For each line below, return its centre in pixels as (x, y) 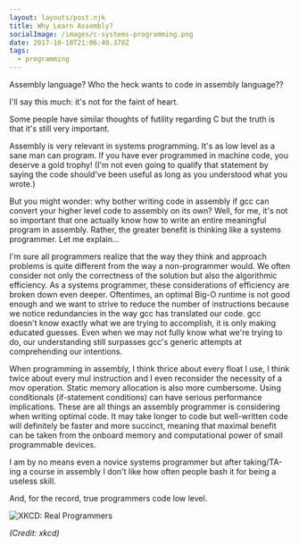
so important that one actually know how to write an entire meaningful (138, 220)
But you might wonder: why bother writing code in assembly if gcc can (139, 201)
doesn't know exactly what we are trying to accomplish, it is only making (143, 323)
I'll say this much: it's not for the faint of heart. (94, 102)
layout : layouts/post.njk (57, 17)
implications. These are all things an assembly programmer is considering (145, 407)
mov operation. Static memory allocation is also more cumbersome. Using (145, 388)
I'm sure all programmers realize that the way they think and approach (138, 256)
